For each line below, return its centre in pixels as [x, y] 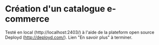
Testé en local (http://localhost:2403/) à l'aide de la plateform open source [80, 32]
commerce [27, 19]
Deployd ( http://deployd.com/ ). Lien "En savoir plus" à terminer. [69, 37]
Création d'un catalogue [55, 9]
